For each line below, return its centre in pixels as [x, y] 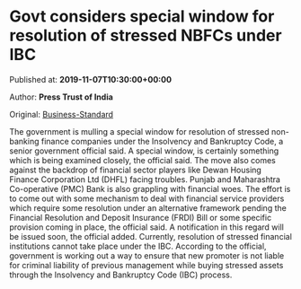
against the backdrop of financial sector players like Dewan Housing [136, 170]
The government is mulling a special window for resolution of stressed [139, 131]
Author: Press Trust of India [62, 97]
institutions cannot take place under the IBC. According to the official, [138, 246]
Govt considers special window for [142, 17]
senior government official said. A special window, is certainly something [144, 151]
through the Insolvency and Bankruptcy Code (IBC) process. [121, 275]
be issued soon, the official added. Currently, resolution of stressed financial [150, 236]
